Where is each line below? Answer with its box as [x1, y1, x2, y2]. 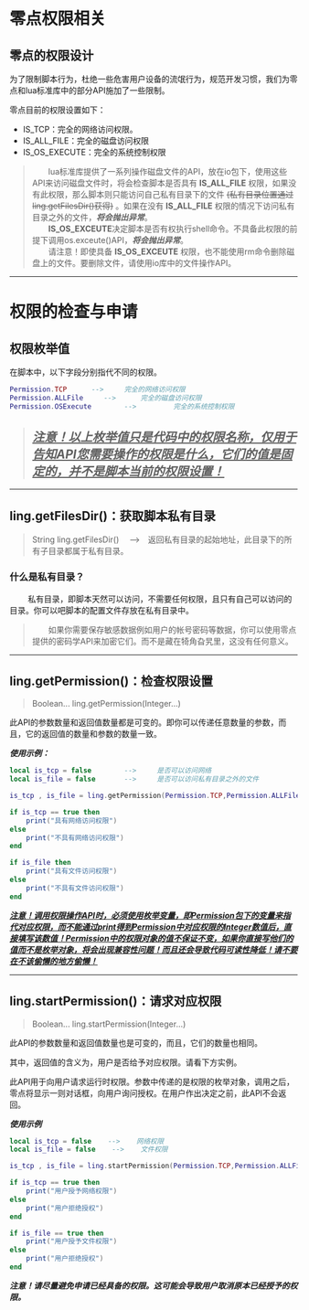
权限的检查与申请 [9, 302, 139, 323]
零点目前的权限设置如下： [9, 104, 106, 115]
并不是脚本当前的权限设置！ [68, 463, 225, 480]
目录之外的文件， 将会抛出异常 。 [31, 212, 153, 222]
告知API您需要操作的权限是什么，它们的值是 [31, 447, 281, 463]
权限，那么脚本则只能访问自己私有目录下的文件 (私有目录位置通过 [48, 189, 294, 199]
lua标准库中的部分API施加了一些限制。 [25, 85, 170, 96]
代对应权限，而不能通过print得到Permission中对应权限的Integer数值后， [9, 921, 284, 932]
